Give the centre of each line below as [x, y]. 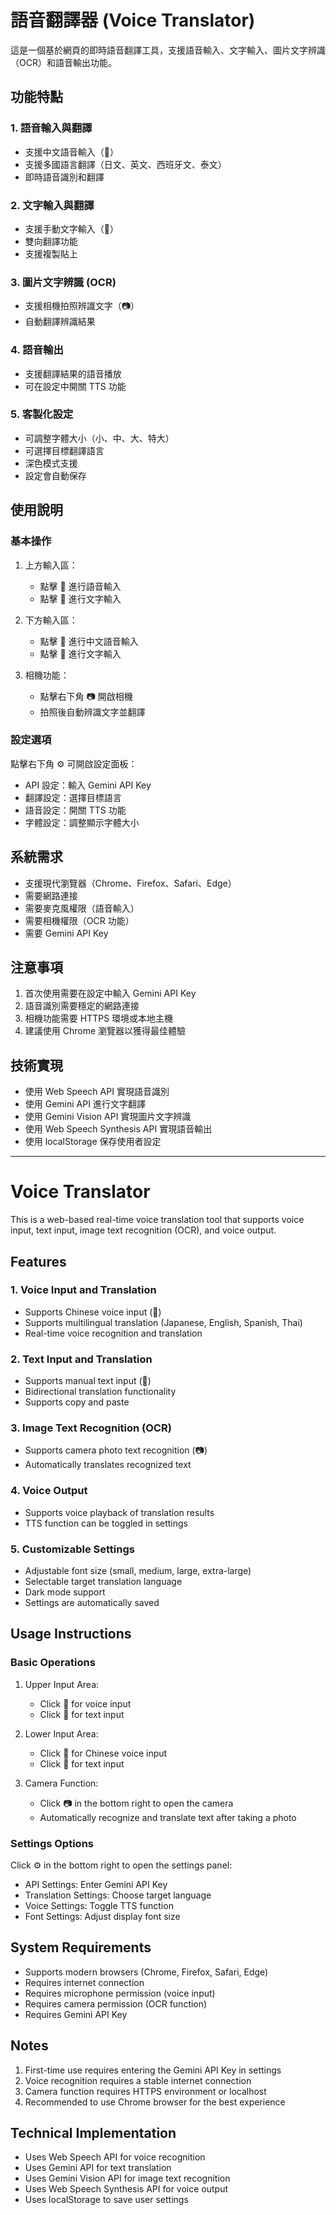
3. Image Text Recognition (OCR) [91, 1428]
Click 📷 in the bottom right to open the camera [136, 1803]
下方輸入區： [51, 620]
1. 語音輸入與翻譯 [51, 128]
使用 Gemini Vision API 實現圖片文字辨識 [108, 1117]
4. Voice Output [49, 1491]
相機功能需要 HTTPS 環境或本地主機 [99, 1018]
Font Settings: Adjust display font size [102, 1917]
